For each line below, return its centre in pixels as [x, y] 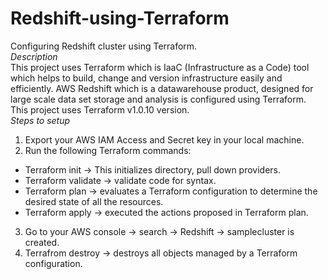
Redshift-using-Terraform [120, 18]
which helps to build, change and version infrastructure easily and [146, 78]
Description [34, 56]
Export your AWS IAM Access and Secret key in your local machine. [164, 139]
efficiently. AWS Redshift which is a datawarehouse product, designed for [162, 88]
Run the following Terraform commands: [108, 150]
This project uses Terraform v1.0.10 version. [100, 109]
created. [42, 242]
